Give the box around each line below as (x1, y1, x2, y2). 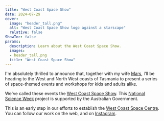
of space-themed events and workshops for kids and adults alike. (5, 81, 138, 87)
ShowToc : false (5, 35, 36, 40)
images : (9, 48, 25, 53)
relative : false (9, 30, 43, 35)
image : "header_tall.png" (9, 21, 63, 26)
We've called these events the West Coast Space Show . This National (5, 91, 145, 97)
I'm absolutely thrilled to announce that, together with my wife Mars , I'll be (5, 71, 155, 76)
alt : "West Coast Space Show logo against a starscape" (9, 25, 126, 30)
